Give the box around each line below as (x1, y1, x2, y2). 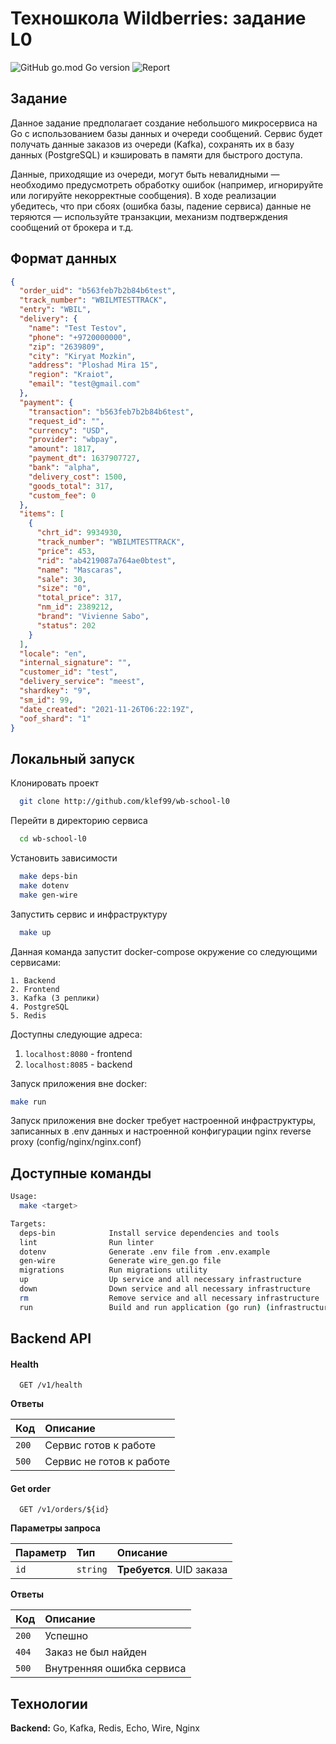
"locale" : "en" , (19, 648, 87, 659)
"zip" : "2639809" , (28, 342, 105, 352)
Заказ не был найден (44, 1645, 147, 1659)
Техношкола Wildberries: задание (10, 7, 307, 30)
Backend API (10, 1330, 92, 1347)
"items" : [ (19, 509, 65, 519)
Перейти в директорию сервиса (10, 815, 148, 827)
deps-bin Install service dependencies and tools (19, 1228, 280, 1238)
